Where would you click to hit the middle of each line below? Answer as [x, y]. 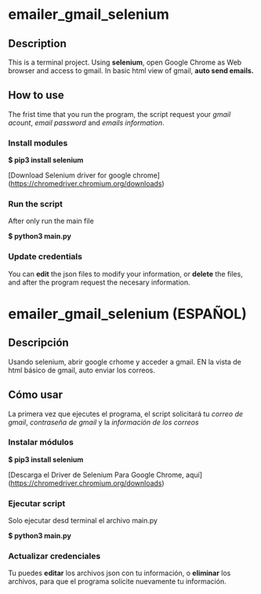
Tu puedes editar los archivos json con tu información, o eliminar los [120, 573]
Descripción [38, 343]
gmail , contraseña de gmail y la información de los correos [103, 422]
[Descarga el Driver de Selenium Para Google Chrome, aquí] [105, 475]
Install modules [38, 143]
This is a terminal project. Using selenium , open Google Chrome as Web [125, 62]
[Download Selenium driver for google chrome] [84, 175]
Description [37, 44]
